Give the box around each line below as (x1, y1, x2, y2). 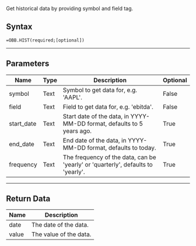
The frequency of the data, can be (62, 153, 156, 161)
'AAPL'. (62, 93, 83, 101)
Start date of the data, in (62, 112, 129, 120)
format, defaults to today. (87, 143, 156, 151)
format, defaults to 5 (87, 119, 143, 127)
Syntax (6, 22, 33, 32)
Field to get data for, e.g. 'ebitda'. (62, 102, 153, 110)
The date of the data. (31, 221, 89, 229)
